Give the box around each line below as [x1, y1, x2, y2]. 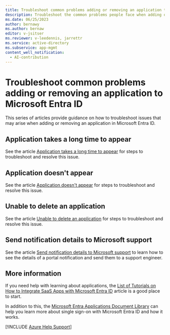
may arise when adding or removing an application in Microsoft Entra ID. [5, 120, 156, 126]
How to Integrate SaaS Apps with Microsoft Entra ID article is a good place [5, 288, 160, 294]
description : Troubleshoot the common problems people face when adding [5, 12, 162, 17]
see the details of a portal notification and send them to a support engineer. [5, 254, 163, 260]
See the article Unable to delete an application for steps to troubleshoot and [5, 215, 163, 221]
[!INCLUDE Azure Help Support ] [5, 324, 72, 330]
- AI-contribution [10, 54, 49, 60]
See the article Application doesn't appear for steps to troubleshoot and [5, 182, 155, 188]
